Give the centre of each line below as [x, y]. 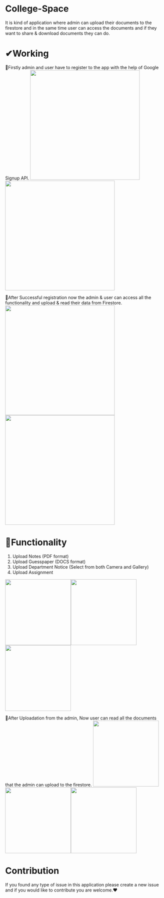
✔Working [27, 54]
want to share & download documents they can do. [57, 33]
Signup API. [17, 178]
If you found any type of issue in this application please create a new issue [82, 884]
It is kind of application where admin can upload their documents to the [78, 23]
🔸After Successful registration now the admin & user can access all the [78, 297]
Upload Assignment [33, 572]
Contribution [32, 871]
